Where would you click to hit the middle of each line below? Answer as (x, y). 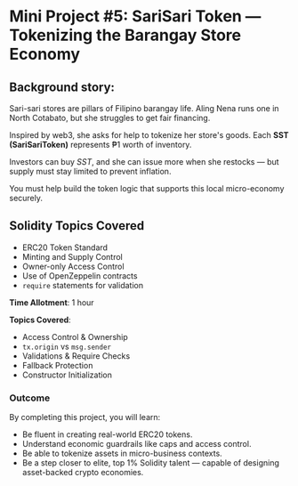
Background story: (62, 87)
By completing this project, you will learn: (85, 417)
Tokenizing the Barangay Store (125, 35)
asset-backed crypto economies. (83, 473)
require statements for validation (83, 285)
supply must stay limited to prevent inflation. (90, 171)
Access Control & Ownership (75, 336)
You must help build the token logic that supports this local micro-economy (147, 188)
